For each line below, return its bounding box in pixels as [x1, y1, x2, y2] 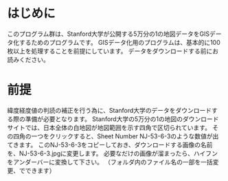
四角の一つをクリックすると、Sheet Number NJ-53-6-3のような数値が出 [12, 131, 219, 140]
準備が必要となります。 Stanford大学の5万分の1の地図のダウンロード [25, 114, 219, 123]
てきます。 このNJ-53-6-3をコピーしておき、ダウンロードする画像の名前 [7, 140, 213, 149]
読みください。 [7, 55, 49, 63]
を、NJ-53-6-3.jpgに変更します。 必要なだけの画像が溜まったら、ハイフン [7, 149, 218, 158]
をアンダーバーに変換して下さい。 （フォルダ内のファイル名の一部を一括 [7, 158, 213, 166]
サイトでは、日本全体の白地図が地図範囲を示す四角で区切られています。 [7, 123, 212, 131]
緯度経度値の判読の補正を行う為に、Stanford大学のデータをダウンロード [7, 106, 212, 114]
